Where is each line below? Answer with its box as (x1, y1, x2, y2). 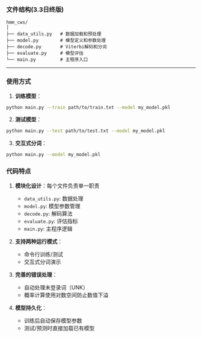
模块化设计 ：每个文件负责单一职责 (14, 182, 100, 189)
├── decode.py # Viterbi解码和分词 (6, 44, 107, 50)
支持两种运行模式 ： (14, 238, 63, 245)
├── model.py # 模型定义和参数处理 (6, 37, 106, 43)
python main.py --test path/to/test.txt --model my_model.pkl (6, 128, 165, 134)
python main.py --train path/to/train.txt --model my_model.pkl (6, 104, 171, 110)
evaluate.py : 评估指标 (23, 217, 78, 224)
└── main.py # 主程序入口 (6, 57, 88, 63)
